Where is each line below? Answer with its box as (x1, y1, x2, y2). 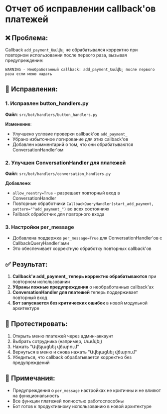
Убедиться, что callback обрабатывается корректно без (12, 354, 132, 360)
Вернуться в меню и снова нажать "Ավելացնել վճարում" (12, 348, 137, 355)
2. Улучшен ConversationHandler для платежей (5, 159, 126, 166)
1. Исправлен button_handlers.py (5, 100, 89, 107)
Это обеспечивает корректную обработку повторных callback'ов (12, 245, 152, 251)
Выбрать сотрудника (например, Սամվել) (12, 338, 102, 344)
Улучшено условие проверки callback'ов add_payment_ (12, 130, 128, 136)
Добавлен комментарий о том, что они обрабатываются (12, 141, 134, 147)
